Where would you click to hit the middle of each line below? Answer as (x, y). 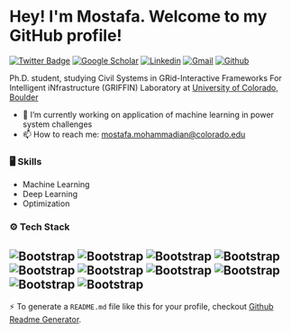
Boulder (24, 97)
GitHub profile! (66, 36)
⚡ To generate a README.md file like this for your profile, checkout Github (141, 306)
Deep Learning (50, 194)
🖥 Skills (26, 161)
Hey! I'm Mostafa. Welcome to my (138, 17)
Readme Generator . (45, 319)
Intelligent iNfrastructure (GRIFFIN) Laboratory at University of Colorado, (144, 87)
